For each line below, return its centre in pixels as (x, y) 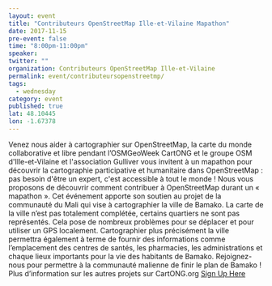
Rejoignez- (234, 256)
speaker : (23, 53)
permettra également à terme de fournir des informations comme (117, 239)
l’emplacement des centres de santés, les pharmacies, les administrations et (136, 247)
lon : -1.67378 (32, 122)
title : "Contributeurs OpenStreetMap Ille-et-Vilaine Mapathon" (119, 23)
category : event (36, 99)
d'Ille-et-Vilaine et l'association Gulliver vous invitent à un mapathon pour (130, 161)
